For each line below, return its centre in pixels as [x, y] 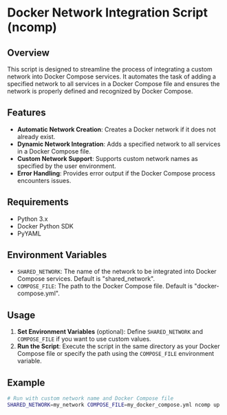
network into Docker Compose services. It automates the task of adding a [112, 76]
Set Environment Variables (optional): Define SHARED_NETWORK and [110, 332]
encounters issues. [44, 180]
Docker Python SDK [45, 226]
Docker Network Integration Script [108, 13]
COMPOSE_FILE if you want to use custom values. [84, 339]
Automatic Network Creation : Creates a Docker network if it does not [116, 129]
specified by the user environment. [67, 166]
